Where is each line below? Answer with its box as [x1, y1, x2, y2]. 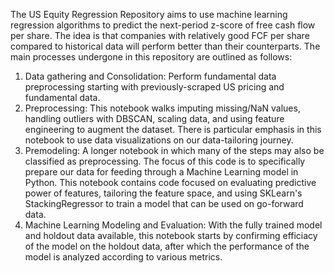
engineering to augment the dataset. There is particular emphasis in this [24, 124, 322, 135]
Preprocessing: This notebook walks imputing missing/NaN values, [24, 102, 301, 114]
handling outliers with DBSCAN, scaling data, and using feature [24, 113, 285, 124]
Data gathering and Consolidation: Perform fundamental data [24, 70, 277, 82]
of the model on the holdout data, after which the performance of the [24, 240, 310, 252]
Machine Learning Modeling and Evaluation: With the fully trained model [24, 219, 323, 231]
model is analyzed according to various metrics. [24, 251, 223, 263]
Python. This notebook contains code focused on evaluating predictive [24, 177, 317, 188]
